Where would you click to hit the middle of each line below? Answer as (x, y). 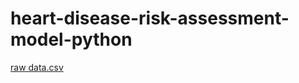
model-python (71, 39)
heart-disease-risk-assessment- (150, 18)
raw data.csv (37, 67)
